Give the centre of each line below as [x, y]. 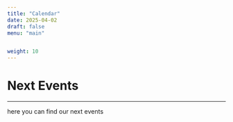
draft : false [26, 26]
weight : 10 [23, 52]
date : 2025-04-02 [32, 20]
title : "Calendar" [34, 14]
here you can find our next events [55, 112]
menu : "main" [26, 33]
